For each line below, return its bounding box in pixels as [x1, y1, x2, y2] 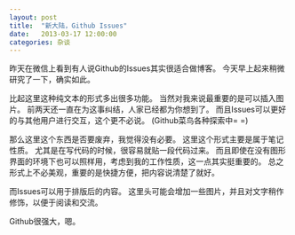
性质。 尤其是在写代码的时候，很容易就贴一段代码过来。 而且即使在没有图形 [9, 145, 286, 156]
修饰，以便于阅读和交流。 [9, 197, 103, 208]
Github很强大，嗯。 [9, 216, 81, 227]
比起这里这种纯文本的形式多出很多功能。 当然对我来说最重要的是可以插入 [9, 93, 276, 104]
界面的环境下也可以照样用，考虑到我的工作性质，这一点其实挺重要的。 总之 [9, 156, 284, 167]
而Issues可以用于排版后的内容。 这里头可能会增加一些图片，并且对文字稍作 [9, 186, 284, 197]
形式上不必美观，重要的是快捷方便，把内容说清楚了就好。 [9, 168, 219, 178]
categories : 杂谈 [9, 37, 71, 47]
